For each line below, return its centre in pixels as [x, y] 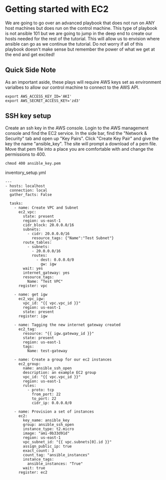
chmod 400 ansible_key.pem [33, 163]
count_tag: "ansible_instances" [56, 455]
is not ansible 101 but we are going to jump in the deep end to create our [79, 33]
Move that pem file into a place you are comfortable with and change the [79, 149]
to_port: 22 [44, 398]
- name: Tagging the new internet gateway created [67, 325]
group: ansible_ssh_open [49, 424]
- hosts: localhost [25, 186]
